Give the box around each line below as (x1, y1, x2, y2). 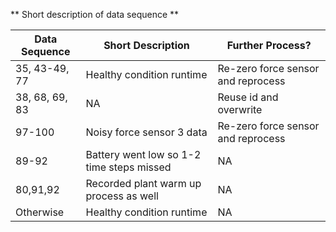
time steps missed (85, 160, 172, 174)
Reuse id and (217, 90, 279, 104)
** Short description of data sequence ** (10, 9, 180, 20)
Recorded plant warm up (85, 177, 202, 190)
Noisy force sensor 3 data (85, 125, 208, 139)
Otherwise (15, 205, 65, 219)
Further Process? (226, 39, 312, 52)
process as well (85, 189, 159, 203)
